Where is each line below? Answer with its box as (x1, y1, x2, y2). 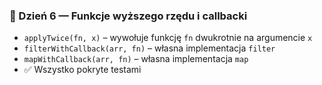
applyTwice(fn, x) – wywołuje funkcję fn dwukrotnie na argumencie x (23, 32, 313, 44)
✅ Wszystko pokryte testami (23, 64, 142, 76)
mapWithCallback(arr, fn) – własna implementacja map (23, 53, 249, 65)
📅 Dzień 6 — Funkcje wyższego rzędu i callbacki (9, 9, 248, 23)
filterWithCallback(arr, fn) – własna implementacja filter (23, 42, 276, 54)
